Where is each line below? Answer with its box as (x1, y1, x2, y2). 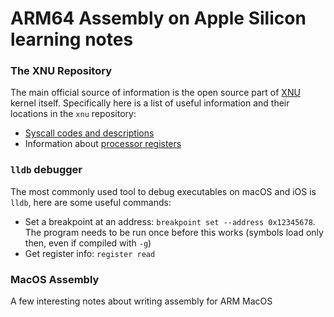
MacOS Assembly (10, 272, 100, 286)
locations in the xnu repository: (10, 108, 137, 120)
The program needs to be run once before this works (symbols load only (24, 226, 324, 238)
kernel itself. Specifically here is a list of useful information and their (10, 97, 290, 109)
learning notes (10, 28, 134, 51)
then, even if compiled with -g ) (24, 237, 152, 249)
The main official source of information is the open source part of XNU (10, 87, 301, 99)
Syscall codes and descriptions (24, 127, 155, 139)
